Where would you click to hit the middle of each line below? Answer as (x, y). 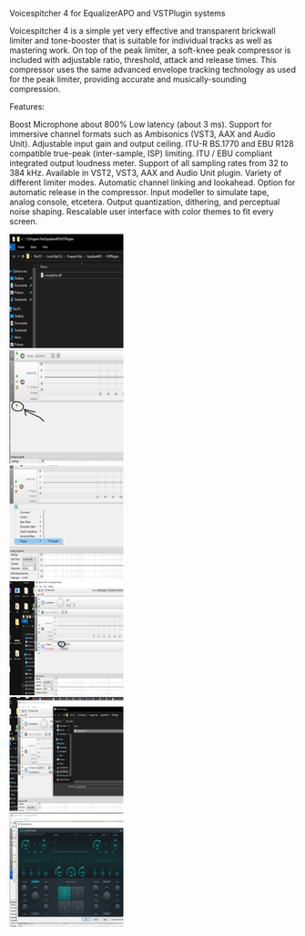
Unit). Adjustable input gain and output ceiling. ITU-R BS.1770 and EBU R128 (152, 144)
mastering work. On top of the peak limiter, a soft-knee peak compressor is (150, 50)
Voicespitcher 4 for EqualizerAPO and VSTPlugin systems (117, 13)
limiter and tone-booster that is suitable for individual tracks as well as (141, 41)
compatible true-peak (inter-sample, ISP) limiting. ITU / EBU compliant (141, 153)
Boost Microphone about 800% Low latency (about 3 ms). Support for (141, 124)
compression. (35, 89)
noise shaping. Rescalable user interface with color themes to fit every (142, 212)
